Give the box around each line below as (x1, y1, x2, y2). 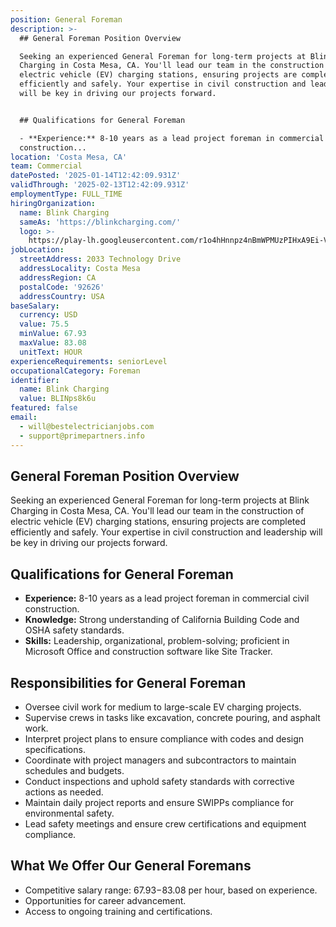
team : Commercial (10, 161, 83, 171)
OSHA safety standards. (24, 624, 125, 636)
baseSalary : (10, 301, 60, 311)
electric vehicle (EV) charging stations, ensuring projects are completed (10, 516, 306, 528)
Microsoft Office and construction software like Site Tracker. (24, 646, 273, 658)
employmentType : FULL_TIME (10, 189, 123, 199)
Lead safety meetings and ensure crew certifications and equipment (24, 817, 307, 830)
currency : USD (19, 310, 78, 320)
